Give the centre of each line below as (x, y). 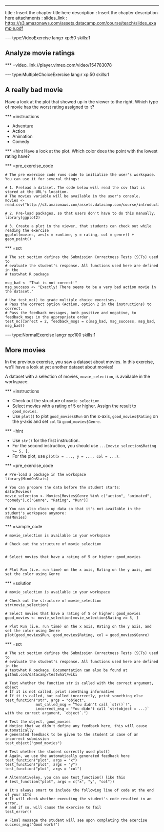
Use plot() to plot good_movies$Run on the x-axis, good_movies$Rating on (85, 416)
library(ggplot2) (23, 218)
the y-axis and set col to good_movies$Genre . (56, 421)
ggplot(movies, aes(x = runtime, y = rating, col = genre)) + (70, 235)
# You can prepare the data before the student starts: (63, 488)
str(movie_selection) (27, 605)
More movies (25, 350)
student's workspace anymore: (36, 513)
